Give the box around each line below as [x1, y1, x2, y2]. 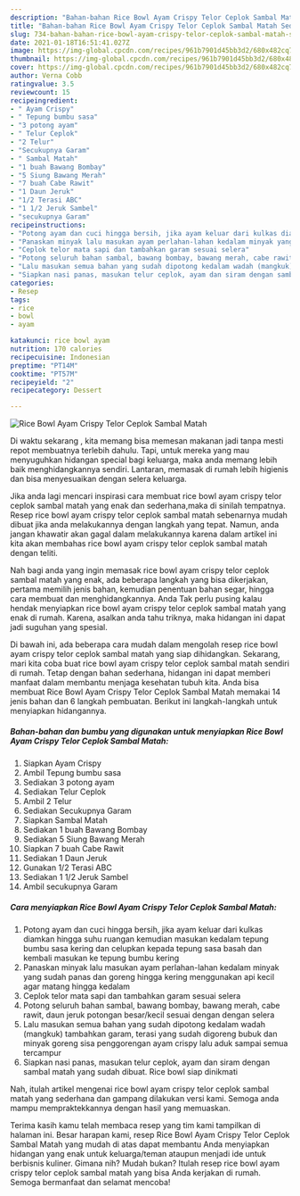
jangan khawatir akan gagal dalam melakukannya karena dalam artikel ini [10, 528, 278, 540]
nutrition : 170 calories [10, 345, 102, 353]
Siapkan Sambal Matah [22, 815, 108, 826]
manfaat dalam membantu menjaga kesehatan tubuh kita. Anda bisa [10, 677, 260, 688]
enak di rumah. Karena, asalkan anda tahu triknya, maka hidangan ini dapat [10, 612, 286, 623]
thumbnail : [10, 54, 51, 63]
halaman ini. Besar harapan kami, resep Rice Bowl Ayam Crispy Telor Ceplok [10, 1130, 290, 1141]
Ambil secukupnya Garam [22, 881, 118, 893]
